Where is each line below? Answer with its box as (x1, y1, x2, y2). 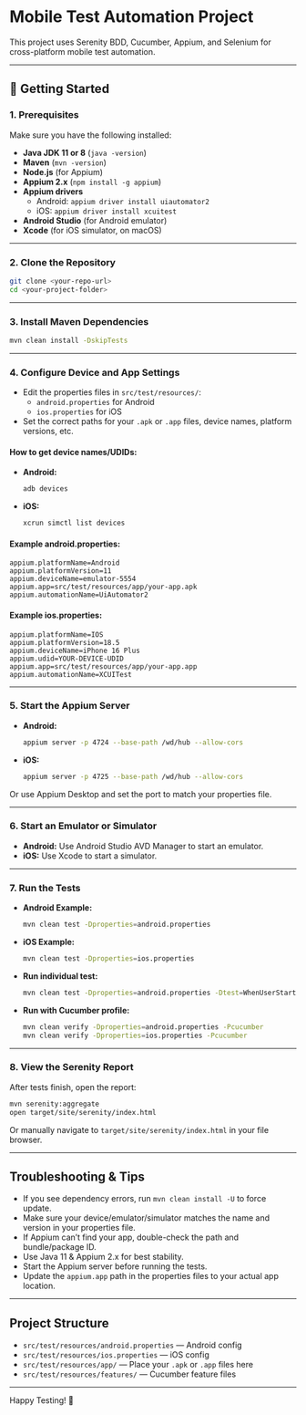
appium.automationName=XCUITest (9, 670, 132, 679)
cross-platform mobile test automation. (9, 46, 156, 57)
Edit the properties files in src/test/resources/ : (22, 387, 202, 398)
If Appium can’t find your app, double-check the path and (22, 1232, 240, 1243)
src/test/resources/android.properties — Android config (22, 1339, 243, 1351)
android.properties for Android (36, 397, 155, 408)
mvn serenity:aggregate (9, 1099, 100, 1108)
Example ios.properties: (9, 609, 103, 620)
